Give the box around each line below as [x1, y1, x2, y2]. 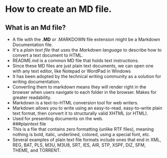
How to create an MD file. [5, 3, 112, 15]
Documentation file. [12, 42, 53, 48]
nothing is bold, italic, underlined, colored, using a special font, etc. [12, 132, 151, 137]
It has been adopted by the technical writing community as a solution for [12, 74, 162, 79]
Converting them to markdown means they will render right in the [12, 84, 147, 90]
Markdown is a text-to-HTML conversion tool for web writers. [12, 100, 139, 105]
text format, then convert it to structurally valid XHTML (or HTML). [12, 110, 149, 116]
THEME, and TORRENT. [12, 148, 61, 153]
